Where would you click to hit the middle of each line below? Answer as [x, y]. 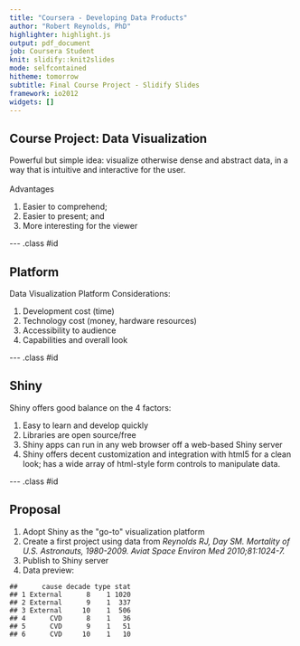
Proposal [35, 510]
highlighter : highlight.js [60, 34]
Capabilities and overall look [75, 340]
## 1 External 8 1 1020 [70, 594]
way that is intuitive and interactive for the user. [98, 170]
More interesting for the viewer [80, 226]
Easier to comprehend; [65, 207]
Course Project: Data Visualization [108, 138]
